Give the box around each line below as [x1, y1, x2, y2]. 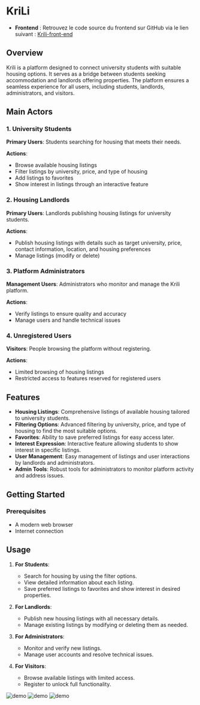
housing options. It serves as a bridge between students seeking [6, 70, 166, 77]
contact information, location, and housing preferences [14, 245, 151, 253]
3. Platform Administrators [6, 267, 85, 275]
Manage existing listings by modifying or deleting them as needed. [23, 621, 189, 628]
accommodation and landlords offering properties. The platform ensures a [6, 76, 189, 83]
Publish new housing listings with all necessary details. [23, 614, 160, 622]
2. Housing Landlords [6, 196, 70, 204]
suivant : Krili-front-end [14, 30, 73, 37]
